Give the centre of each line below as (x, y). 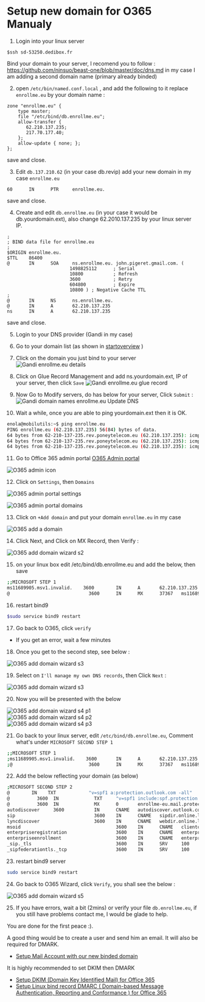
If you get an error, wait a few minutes (63, 640)
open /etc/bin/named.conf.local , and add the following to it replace (102, 88)
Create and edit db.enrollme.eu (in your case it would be (86, 212)
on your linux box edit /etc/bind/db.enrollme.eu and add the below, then (106, 564)
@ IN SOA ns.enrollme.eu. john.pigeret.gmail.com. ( (96, 263)
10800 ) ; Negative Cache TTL (108, 290)
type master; (34, 111)
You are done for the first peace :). (50, 926)
